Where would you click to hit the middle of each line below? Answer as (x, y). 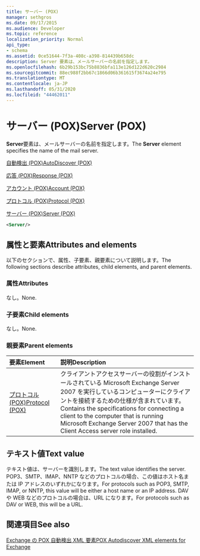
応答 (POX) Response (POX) (40, 175)
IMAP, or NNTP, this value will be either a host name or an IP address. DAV (97, 491)
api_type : (18, 45)
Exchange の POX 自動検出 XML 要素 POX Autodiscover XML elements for (96, 540)
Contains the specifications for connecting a (122, 409)
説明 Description (83, 362)
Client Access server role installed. (109, 431)
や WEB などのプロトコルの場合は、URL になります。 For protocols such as (98, 498)
